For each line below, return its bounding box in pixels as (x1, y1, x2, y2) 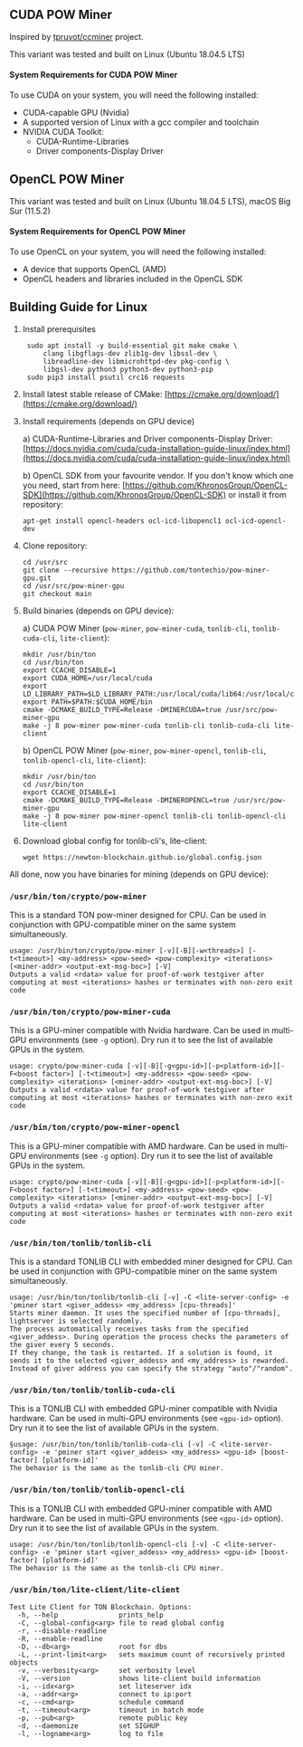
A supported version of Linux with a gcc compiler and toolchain (22, 117, 260, 128)
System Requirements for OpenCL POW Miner (9, 226, 186, 237)
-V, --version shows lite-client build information (17, 1674, 260, 1683)
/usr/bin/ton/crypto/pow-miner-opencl (9, 1122, 181, 1133)
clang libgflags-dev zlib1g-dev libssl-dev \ (43, 348, 218, 358)
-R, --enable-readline (17, 1634, 103, 1643)
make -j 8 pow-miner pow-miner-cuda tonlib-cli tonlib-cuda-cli (22, 721, 270, 730)
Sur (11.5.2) (9, 205, 52, 216)
